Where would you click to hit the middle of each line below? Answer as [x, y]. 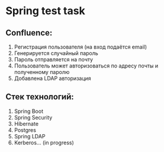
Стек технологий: [40, 97]
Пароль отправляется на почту [53, 59]
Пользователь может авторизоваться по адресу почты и [86, 66]
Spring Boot [29, 111]
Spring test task [45, 11]
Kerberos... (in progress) [44, 143]
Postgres [25, 130]
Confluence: [29, 33]
